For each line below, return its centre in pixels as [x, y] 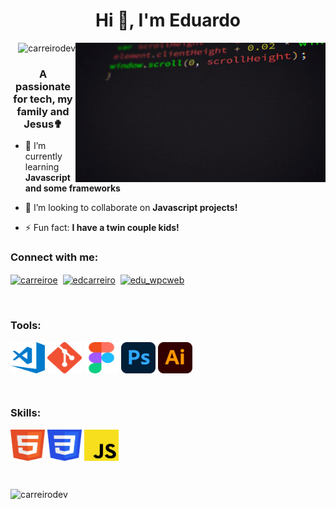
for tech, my [43, 99]
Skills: [26, 413]
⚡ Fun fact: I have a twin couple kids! [102, 228]
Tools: [26, 326]
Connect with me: [54, 257]
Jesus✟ [43, 124]
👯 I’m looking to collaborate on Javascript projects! [131, 208]
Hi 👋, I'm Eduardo [168, 20]
